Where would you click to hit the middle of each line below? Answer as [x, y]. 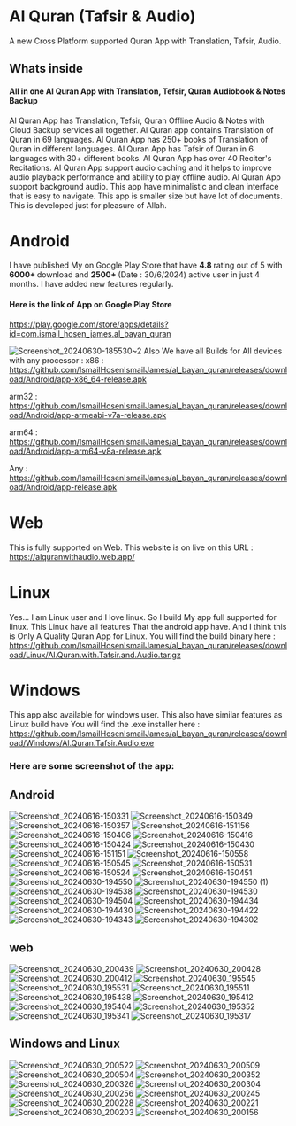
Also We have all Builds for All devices [213, 351]
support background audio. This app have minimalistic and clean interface [144, 186]
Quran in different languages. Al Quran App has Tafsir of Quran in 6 [132, 149]
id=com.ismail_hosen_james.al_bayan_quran [90, 333]
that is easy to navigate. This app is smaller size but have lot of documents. [146, 196]
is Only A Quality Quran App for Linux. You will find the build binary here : [142, 636]
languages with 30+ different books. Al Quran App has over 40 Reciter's [140, 158]
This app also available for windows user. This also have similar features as [146, 715]
